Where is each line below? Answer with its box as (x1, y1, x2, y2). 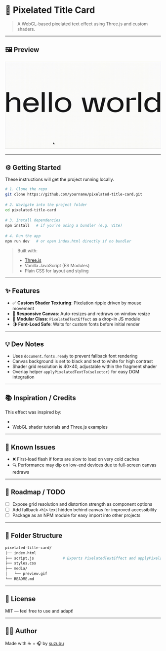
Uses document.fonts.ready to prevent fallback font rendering (12, 353, 138, 359)
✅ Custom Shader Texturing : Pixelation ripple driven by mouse (12, 300, 142, 306)
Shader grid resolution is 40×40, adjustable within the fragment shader (12, 364, 157, 369)
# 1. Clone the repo (5, 187, 48, 192)
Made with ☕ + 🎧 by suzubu (5, 640, 64, 646)
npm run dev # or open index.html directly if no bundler (5, 239, 132, 244)
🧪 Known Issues (5, 443, 56, 451)
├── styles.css (5, 561, 37, 566)
